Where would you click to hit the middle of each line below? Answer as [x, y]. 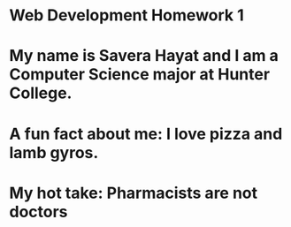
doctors [38, 212]
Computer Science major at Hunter [140, 75]
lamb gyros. [54, 152]
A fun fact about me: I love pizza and [146, 134]
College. [41, 93]
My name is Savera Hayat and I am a [144, 56]
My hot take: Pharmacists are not [134, 193]
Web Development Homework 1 [127, 15]
